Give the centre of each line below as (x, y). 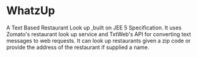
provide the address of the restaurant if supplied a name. (78, 47)
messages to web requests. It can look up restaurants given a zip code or (99, 40)
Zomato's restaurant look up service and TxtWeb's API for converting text (99, 34)
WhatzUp (31, 11)
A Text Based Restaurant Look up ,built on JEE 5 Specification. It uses (94, 28)
